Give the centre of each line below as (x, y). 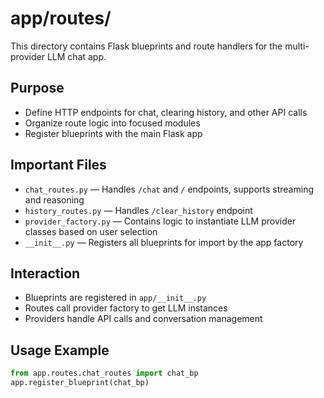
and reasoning (54, 199)
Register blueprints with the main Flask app (113, 133)
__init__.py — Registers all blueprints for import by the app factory (164, 242)
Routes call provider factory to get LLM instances (126, 308)
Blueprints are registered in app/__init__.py (115, 298)
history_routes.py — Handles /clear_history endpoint (138, 210)
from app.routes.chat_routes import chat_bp (104, 373)
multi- (297, 46)
